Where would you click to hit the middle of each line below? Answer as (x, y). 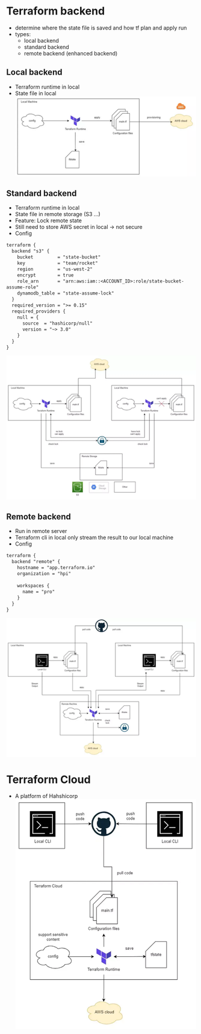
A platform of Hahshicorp (46, 796)
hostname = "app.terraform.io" (56, 568)
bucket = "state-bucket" (59, 257)
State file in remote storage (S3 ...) (57, 214)
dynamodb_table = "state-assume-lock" (66, 293)
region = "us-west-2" (55, 269)
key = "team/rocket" (57, 263)
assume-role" (23, 287)
